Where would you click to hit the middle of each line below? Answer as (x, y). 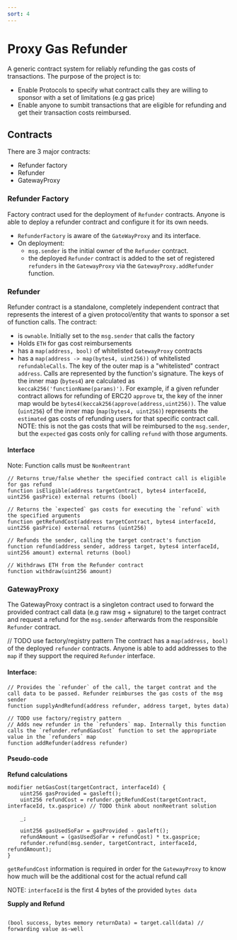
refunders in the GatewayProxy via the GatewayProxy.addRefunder (121, 266)
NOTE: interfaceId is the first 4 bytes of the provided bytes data (102, 890)
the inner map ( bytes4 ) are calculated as (76, 380)
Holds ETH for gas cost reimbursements (75, 343)
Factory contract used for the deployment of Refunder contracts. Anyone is (116, 214)
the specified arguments (44, 516)
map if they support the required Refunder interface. (81, 656)
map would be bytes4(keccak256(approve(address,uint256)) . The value (122, 403)
